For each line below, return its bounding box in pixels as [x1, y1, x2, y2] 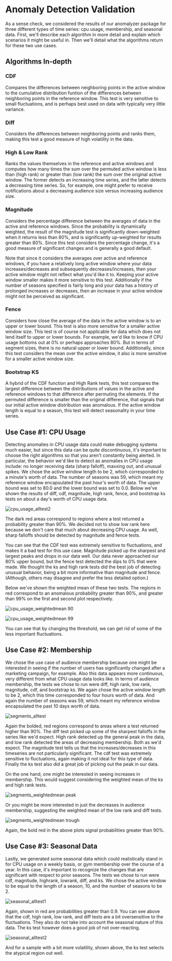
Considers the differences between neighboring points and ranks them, [5, 130, 156, 136]
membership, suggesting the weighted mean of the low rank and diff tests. [5, 807, 163, 813]
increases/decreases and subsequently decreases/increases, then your [5, 266, 157, 272]
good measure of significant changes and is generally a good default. [5, 245, 152, 251]
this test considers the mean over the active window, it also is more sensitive [5, 350, 167, 356]
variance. [5, 106, 25, 112]
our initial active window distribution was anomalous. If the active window [5, 402, 161, 408]
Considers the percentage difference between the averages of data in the [5, 218, 161, 224]
